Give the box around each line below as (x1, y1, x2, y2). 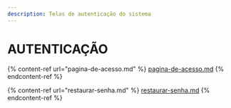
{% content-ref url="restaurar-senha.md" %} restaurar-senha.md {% (7, 86, 210, 94)
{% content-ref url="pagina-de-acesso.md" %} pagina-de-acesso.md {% (7, 65, 225, 73)
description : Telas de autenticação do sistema (7, 10, 152, 18)
